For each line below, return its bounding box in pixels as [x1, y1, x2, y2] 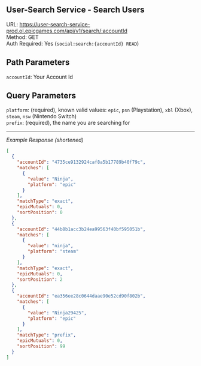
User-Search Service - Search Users [6, 5, 145, 15]
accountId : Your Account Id [6, 73, 74, 80]
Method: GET [6, 33, 39, 41]
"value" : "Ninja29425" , [28, 310, 87, 316]
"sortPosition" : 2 [17, 276, 63, 283]
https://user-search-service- [19, 20, 91, 28]
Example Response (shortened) [6, 136, 84, 143]
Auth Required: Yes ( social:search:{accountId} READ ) [6, 40, 139, 47]
